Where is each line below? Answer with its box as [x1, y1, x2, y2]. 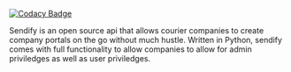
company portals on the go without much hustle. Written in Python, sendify [9, 35, 283, 45]
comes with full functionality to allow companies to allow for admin [9, 44, 252, 54]
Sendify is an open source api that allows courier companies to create [9, 25, 264, 35]
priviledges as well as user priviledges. [9, 54, 151, 63]
